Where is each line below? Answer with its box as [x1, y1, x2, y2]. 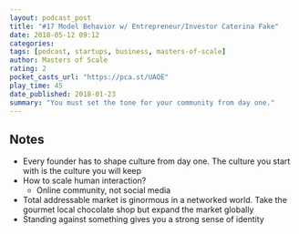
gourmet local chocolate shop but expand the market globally [22, 204, 254, 215]
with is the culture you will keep [22, 166, 142, 177]
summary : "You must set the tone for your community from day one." [9, 97, 275, 107]
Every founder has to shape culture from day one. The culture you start [22, 156, 291, 167]
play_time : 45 [9, 81, 64, 90]
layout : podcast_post [9, 13, 92, 23]
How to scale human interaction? [22, 175, 147, 187]
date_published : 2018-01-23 [9, 89, 117, 98]
